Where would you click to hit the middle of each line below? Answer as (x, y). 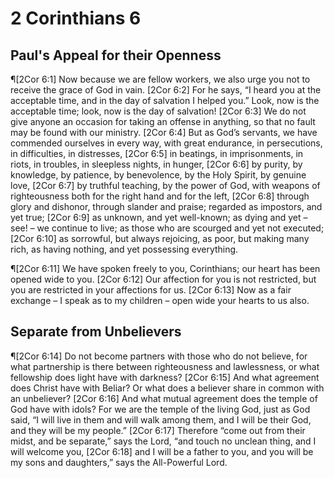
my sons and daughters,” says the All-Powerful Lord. (119, 462)
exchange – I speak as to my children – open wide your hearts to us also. (160, 300)
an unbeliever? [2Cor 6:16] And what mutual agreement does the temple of (164, 398)
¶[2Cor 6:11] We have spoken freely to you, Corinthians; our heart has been (165, 268)
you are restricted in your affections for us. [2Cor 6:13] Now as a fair (151, 290)
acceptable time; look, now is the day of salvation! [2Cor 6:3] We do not (158, 111)
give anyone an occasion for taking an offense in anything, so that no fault (163, 121)
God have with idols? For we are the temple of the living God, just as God (160, 409)
